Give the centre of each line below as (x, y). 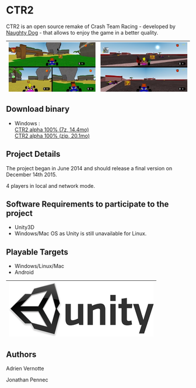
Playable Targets (37, 252)
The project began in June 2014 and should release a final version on (89, 168)
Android (24, 272)
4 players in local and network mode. (50, 186)
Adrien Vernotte (25, 369)
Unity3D (24, 227)
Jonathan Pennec (27, 380)
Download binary (38, 109)
